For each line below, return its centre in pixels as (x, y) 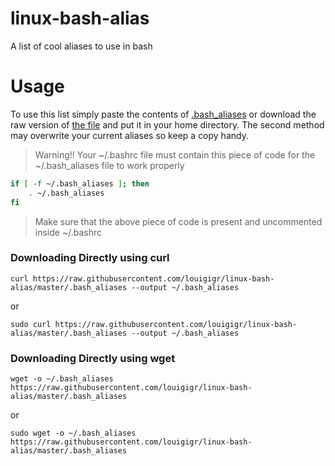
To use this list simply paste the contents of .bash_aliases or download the (163, 114)
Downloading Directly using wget (93, 358)
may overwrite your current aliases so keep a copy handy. (129, 135)
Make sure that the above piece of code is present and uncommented (178, 221)
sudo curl (31, 324)
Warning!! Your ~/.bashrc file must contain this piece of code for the (175, 154)
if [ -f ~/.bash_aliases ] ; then (80, 183)
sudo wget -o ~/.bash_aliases (73, 433)
